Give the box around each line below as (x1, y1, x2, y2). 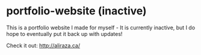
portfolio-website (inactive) (6, 4, 147, 18)
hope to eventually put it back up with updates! (6, 30, 123, 37)
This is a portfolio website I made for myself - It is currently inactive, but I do (6, 24, 196, 31)
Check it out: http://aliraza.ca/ (6, 42, 80, 49)
